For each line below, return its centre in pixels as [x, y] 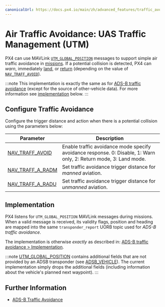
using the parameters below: [34, 126]
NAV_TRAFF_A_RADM [32, 170]
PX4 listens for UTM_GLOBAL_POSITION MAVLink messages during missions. [79, 216]
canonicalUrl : [20, 10]
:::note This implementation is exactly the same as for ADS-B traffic [73, 83]
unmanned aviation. [85, 187]
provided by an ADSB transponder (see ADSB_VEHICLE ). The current [75, 262]
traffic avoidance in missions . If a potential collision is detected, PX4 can [78, 63]
